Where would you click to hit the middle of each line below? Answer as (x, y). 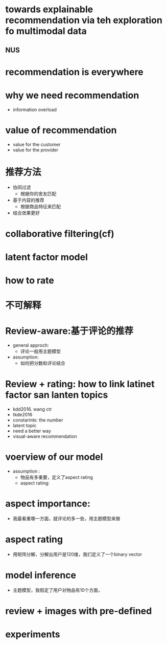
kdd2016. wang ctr (32, 409)
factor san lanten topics (57, 395)
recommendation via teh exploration (84, 20)
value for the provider (35, 150)
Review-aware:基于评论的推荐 (69, 331)
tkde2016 (22, 415)
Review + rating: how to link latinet (80, 384)
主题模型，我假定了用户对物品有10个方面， (58, 590)
